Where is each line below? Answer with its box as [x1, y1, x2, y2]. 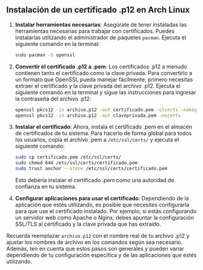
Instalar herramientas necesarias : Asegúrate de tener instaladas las [15, 21, 187, 28]
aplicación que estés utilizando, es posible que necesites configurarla [15, 201, 190, 208]
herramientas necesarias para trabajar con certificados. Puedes [15, 27, 175, 35]
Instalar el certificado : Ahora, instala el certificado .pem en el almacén [15, 123, 193, 131]
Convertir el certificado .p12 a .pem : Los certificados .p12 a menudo [15, 63, 187, 70]
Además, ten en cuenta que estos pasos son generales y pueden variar [6, 245, 185, 252]
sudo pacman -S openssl [15, 51, 76, 58]
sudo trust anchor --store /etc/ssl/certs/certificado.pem [15, 166, 168, 172]
